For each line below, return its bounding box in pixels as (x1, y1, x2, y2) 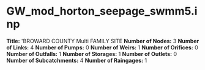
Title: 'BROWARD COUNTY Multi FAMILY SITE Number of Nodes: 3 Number (6, 37, 199, 44)
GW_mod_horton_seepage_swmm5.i (6, 4, 198, 18)
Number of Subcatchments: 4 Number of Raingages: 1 (6, 57, 147, 64)
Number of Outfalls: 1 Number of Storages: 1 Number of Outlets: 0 (6, 50, 177, 57)
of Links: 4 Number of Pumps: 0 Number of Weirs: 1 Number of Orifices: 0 (6, 44, 199, 51)
